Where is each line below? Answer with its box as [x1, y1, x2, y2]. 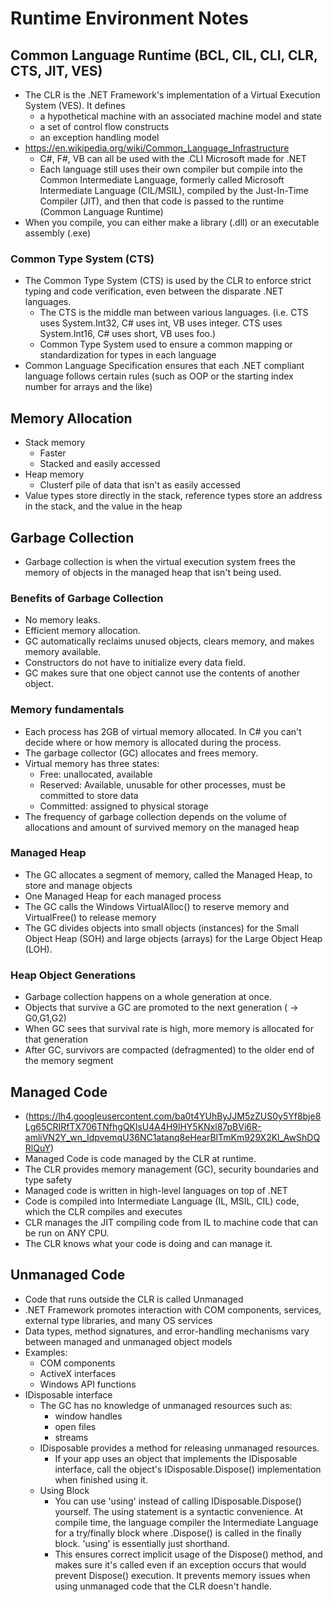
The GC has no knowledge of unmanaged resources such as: [39, 1399, 293, 1411]
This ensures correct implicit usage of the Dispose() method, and [54, 1548, 323, 1560]
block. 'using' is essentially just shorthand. [54, 1537, 230, 1549]
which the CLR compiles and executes [24, 1205, 183, 1217]
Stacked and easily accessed [39, 458, 161, 470]
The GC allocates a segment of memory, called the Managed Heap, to [24, 868, 313, 881]
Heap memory [24, 468, 85, 481]
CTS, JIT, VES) [10, 62, 103, 79]
